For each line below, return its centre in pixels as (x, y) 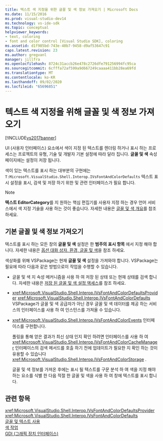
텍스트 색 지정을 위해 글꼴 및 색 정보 (71, 112)
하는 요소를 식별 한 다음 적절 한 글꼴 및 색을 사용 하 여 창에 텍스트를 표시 (80, 376)
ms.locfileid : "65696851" (31, 86)
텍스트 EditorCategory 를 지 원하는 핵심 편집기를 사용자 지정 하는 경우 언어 (76, 202)
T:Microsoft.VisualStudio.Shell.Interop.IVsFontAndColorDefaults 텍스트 (79, 177)
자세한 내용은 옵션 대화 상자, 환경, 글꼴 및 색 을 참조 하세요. (70, 250)
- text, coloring (23, 37)
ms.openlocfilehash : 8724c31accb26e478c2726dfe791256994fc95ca (71, 64)
